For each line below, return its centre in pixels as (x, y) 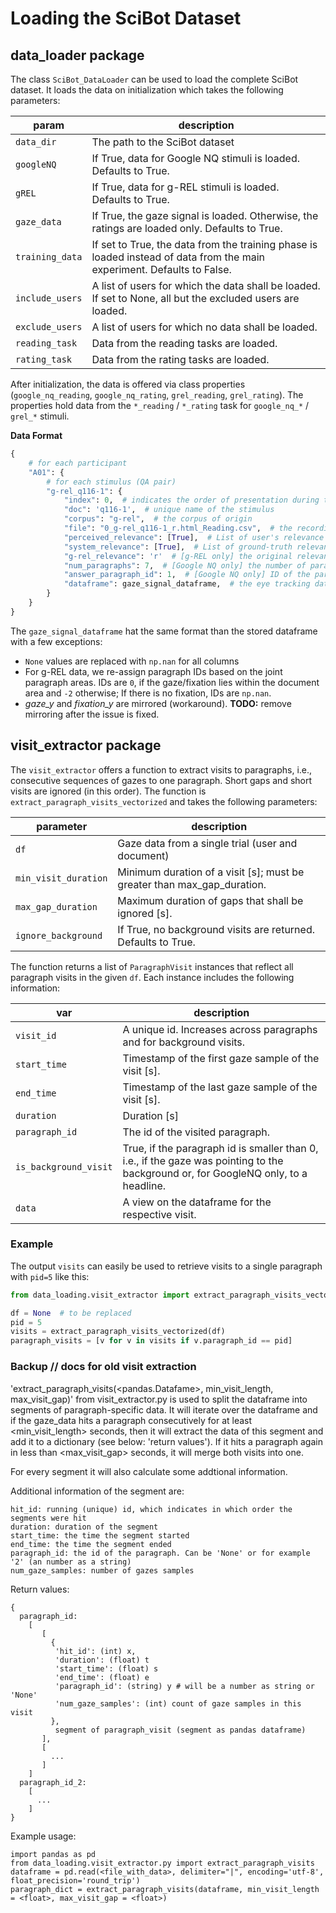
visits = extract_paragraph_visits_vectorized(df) (118, 1332)
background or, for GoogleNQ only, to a (215, 1173)
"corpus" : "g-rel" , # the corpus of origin (158, 519)
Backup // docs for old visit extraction (103, 1367)
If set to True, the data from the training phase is (204, 244)
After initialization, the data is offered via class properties (128, 384)
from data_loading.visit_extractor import (100, 1295)
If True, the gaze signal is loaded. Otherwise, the (205, 215)
